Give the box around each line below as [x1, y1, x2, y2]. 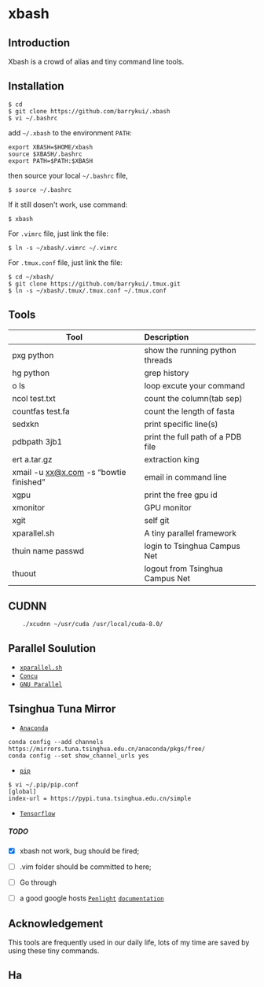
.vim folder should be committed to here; [19, 862, 152, 871]
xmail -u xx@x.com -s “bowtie [12, 466, 126, 477]
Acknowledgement [8, 917, 104, 930]
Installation [8, 79, 64, 93]
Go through [19, 878, 57, 887]
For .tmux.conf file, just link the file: [8, 257, 123, 267]
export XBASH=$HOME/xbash [8, 143, 93, 151]
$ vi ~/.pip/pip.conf [8, 781, 79, 789]
